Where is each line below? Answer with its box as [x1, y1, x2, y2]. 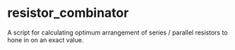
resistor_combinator [7, 5, 129, 21]
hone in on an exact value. [7, 35, 84, 44]
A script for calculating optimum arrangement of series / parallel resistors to [7, 28, 228, 37]
